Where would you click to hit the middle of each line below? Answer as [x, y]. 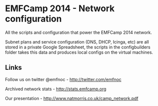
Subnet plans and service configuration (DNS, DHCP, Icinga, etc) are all [77, 42]
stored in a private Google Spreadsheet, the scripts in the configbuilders [78, 47]
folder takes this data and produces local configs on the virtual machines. [79, 52]
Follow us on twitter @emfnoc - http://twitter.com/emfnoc [63, 79]
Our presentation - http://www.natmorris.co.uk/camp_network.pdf [72, 98]
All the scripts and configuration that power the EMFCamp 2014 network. [79, 32]
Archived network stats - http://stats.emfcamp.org [56, 89]
